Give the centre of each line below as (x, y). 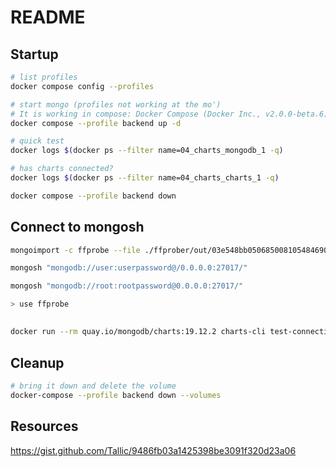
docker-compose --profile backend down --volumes (116, 396)
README (48, 17)
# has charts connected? (62, 169)
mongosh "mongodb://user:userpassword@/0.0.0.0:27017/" (129, 268)
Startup (34, 54)
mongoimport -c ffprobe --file (75, 250)
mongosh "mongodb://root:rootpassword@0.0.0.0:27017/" (127, 286)
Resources (44, 426)
